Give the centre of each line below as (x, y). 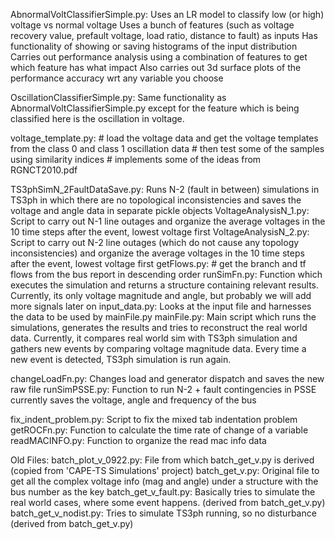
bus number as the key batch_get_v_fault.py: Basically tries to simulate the (163, 492)
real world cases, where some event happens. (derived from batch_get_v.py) (168, 502)
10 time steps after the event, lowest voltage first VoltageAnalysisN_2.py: (160, 232)
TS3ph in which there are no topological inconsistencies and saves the (156, 200)
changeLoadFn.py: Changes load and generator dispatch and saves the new (167, 378)
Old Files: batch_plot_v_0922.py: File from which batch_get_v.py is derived (162, 460)
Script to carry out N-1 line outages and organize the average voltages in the (168, 221)
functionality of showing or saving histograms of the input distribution (154, 46)
